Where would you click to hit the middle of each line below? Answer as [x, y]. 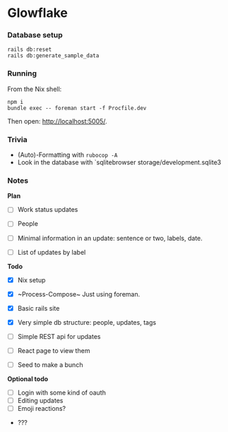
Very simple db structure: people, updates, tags [87, 322]
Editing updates [40, 401]
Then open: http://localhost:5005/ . [57, 121]
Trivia [17, 139]
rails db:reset [30, 50]
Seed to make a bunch [50, 365]
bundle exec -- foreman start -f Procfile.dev [77, 108]
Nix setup [31, 280]
